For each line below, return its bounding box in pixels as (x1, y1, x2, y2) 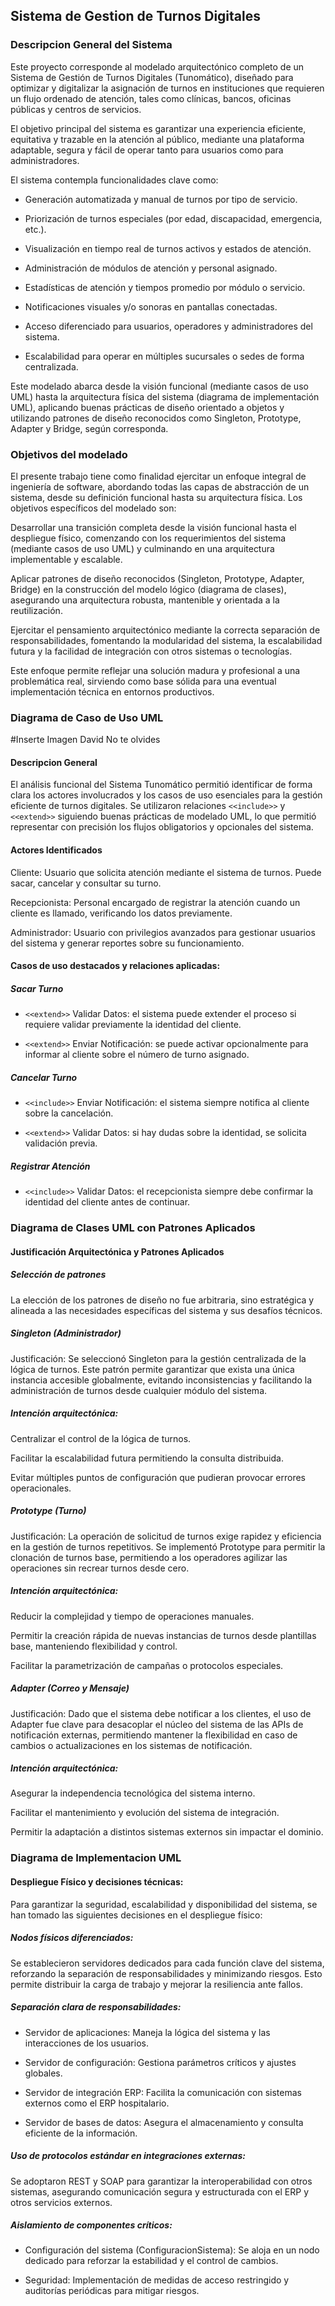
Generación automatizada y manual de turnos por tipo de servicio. (24, 193, 298, 205)
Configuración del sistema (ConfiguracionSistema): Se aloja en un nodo (24, 2244, 320, 2256)
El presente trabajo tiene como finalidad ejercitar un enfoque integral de (10, 470, 307, 482)
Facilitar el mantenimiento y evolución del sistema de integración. (10, 1807, 280, 1819)
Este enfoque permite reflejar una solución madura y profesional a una (10, 664, 301, 676)
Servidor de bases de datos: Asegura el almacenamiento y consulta (24, 2116, 304, 2128)
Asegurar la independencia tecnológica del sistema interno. (10, 1787, 256, 1799)
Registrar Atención (10, 1160, 91, 1172)
